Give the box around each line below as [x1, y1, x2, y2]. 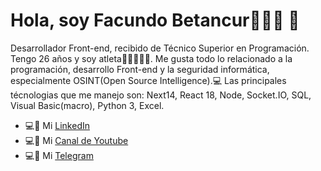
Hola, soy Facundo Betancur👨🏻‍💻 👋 [10, 9, 300, 32]
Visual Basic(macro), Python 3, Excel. [10, 99, 165, 111]
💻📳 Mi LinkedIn [24, 119, 90, 131]
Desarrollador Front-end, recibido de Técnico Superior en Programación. [10, 42, 310, 54]
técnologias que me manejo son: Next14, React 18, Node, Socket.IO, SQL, [10, 89, 312, 101]
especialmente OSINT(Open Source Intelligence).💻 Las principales [10, 74, 287, 86]
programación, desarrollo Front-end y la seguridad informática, [10, 63, 270, 75]
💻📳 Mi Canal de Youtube [24, 134, 129, 146]
